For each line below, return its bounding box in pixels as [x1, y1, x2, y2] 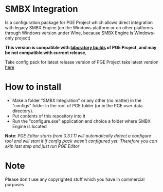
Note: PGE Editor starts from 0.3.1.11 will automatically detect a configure [5, 133, 152, 138]
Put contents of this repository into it [12, 113, 86, 119]
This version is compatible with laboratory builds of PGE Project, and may [5, 44, 157, 50]
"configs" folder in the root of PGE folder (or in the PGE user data [12, 102, 143, 108]
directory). [12, 108, 34, 114]
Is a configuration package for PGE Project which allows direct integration [5, 19, 153, 25]
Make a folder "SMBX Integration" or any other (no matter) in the [12, 97, 142, 103]
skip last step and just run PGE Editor [5, 143, 80, 149]
